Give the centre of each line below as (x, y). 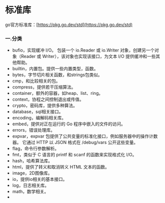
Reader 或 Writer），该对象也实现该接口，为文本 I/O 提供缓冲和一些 (88, 57)
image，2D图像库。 (32, 173)
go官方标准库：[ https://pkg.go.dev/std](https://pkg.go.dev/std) (69, 25)
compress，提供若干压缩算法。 (44, 87)
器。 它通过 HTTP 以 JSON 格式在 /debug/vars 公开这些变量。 (75, 143)
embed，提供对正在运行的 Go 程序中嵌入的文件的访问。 (69, 124)
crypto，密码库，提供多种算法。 (45, 106)
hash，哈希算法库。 (32, 161)
